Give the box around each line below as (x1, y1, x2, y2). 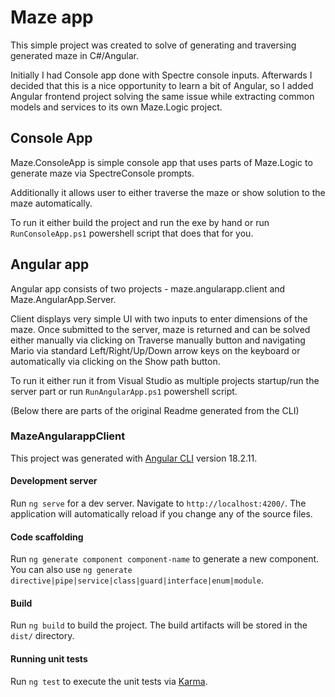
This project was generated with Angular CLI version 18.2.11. (10, 452, 258, 464)
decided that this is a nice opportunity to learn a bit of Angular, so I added (10, 79, 314, 91)
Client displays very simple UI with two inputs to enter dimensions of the (10, 312, 308, 325)
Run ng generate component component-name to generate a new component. (10, 553, 320, 565)
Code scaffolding (10, 531, 84, 543)
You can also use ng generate (10, 564, 133, 576)
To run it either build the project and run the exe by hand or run (10, 216, 270, 228)
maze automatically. (10, 197, 93, 209)
